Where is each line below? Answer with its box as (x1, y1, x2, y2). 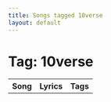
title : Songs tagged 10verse (8, 11, 103, 20)
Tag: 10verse (8, 53, 94, 71)
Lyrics (39, 81, 63, 92)
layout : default (8, 19, 61, 27)
